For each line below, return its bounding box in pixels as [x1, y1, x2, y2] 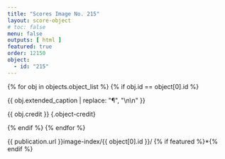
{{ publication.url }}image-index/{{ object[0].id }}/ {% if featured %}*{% [7, 137, 219, 146]
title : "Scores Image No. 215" [7, 10, 100, 18]
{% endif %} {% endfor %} [7, 123, 86, 131]
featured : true [7, 43, 53, 50]
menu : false [7, 30, 43, 37]
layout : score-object [7, 17, 72, 24]
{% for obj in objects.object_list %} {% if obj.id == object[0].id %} [7, 82, 199, 90]
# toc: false [7, 23, 46, 30]
